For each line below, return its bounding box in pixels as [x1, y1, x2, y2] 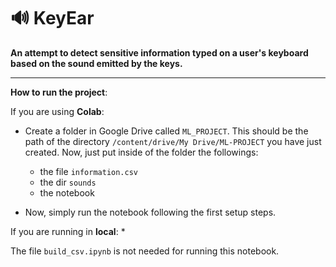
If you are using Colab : [10, 105, 105, 117]
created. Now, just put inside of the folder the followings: [24, 146, 259, 158]
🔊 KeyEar [10, 7, 95, 30]
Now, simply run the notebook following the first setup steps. [24, 206, 277, 218]
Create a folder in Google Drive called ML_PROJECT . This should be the [24, 125, 309, 137]
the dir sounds [39, 176, 97, 188]
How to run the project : [10, 86, 108, 98]
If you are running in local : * [10, 225, 126, 237]
